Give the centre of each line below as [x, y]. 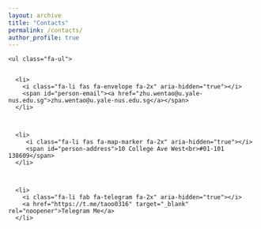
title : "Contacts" [38, 23]
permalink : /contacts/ [45, 30]
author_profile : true [44, 38]
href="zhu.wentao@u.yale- [160, 94]
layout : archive [35, 15]
